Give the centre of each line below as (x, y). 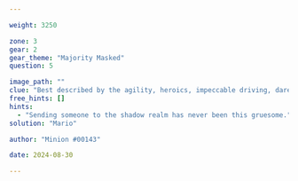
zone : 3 (24, 41)
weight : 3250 (33, 25)
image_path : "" (37, 82)
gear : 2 (24, 50)
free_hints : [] (37, 98)
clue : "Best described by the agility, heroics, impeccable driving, (141, 90)
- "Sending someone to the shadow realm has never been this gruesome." (154, 115)
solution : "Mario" (43, 123)
